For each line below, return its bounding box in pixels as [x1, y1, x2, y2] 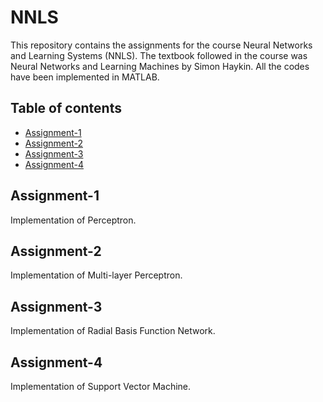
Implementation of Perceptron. [10, 214, 137, 226]
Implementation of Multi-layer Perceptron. [10, 269, 183, 281]
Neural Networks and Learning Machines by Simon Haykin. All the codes [10, 60, 310, 72]
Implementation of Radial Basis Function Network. [10, 325, 216, 337]
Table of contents [10, 100, 122, 117]
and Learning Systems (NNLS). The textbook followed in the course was [10, 49, 308, 61]
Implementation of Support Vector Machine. [10, 381, 192, 392]
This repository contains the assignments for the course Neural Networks [10, 39, 313, 51]
